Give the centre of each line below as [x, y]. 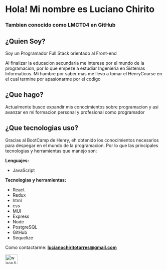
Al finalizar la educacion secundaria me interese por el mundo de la [75, 63]
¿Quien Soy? [26, 41]
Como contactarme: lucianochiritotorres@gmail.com [61, 247]
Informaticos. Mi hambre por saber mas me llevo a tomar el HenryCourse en [84, 73]
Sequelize [23, 237]
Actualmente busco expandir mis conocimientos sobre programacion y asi [82, 107]
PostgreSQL [25, 227]
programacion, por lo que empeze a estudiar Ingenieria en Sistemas [75, 68]
